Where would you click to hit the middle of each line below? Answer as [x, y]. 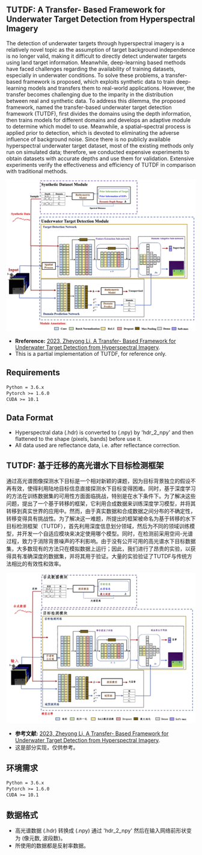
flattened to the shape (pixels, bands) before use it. [78, 438]
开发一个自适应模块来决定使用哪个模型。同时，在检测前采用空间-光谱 [108, 534]
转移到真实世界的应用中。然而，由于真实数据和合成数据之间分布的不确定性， [101, 511]
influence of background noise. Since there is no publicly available [88, 139]
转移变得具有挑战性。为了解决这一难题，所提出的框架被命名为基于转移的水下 [101, 519]
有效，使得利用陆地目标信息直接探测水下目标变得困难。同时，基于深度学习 [103, 489]
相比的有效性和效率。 [38, 564]
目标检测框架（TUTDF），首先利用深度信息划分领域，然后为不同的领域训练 [98, 526]
